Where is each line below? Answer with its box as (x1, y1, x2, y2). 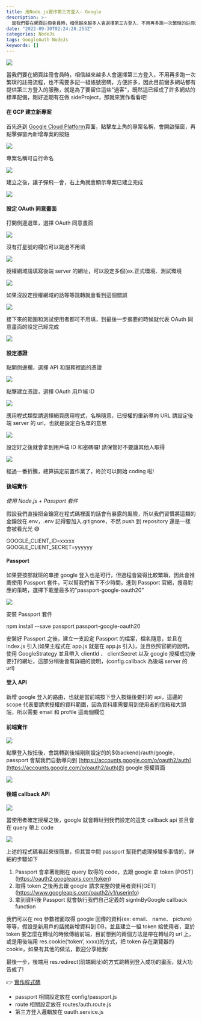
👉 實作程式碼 (6, 978, 41, 985)
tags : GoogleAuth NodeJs (6, 37, 69, 43)
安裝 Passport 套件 (6, 610, 53, 618)
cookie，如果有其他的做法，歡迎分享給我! (6, 945, 109, 952)
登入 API (6, 678, 27, 686)
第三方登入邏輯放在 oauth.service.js (14, 1008, 104, 1015)
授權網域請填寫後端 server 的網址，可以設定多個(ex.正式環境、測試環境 (6, 267, 182, 275)
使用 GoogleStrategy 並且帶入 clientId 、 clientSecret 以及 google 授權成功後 (6, 650, 195, 657)
